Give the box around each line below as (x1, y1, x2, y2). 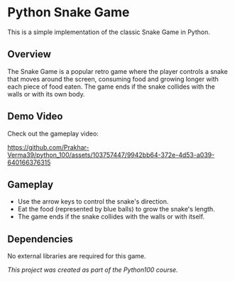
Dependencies (7, 233, 73, 245)
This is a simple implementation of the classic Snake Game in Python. (7, 28, 211, 36)
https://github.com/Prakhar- (7, 143, 89, 151)
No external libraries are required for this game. (7, 252, 146, 260)
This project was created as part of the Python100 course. (7, 265, 179, 274)
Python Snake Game (7, 4, 130, 21)
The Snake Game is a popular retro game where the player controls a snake (7, 67, 229, 75)
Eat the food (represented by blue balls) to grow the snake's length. (17, 205, 215, 214)
